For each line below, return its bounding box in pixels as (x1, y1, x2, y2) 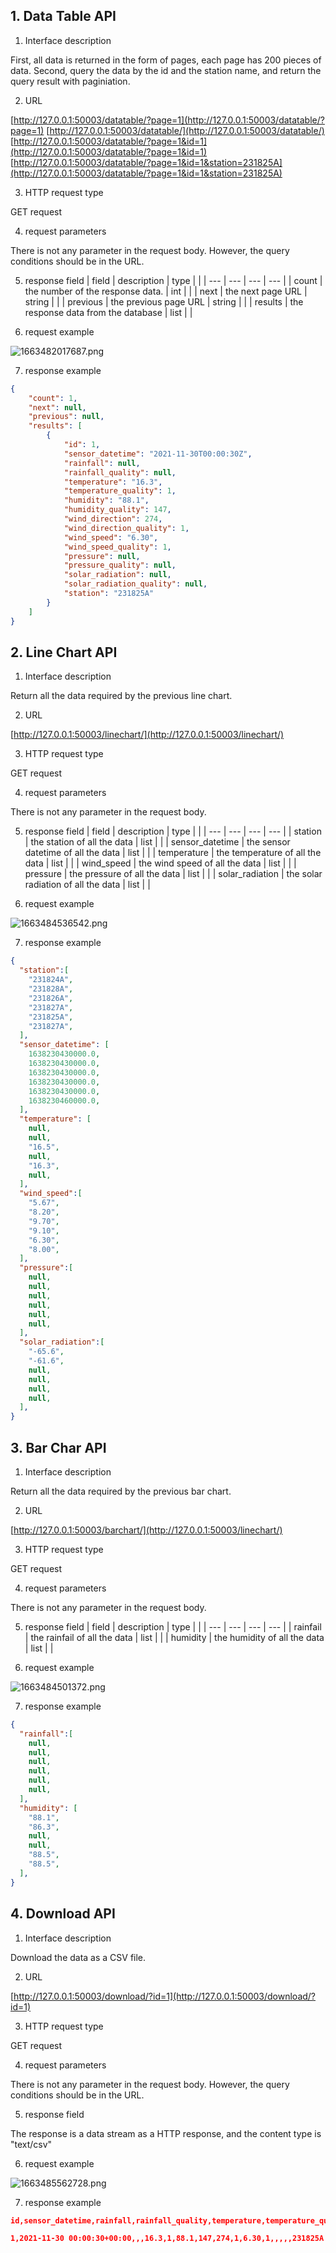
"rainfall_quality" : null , (63, 467, 177, 478)
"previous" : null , (28, 412, 105, 422)
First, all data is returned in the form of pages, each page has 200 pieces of (10, 54, 322, 66)
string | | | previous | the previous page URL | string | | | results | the (24, 295, 304, 308)
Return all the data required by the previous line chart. (10, 690, 233, 702)
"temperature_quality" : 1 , (63, 486, 177, 496)
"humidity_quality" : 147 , (63, 505, 172, 515)
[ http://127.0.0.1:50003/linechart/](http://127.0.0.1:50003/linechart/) (10, 729, 285, 741)
